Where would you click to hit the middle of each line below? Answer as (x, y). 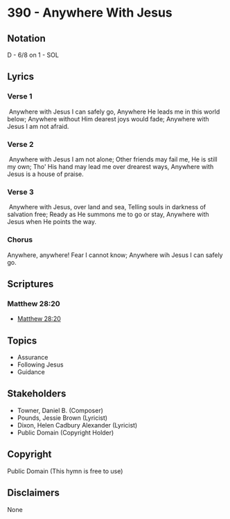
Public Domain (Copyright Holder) (65, 432)
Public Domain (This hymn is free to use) (65, 471)
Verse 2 (20, 144)
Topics (22, 341)
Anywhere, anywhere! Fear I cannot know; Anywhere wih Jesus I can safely (115, 255)
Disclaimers (34, 493)
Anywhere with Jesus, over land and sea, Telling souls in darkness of (107, 207)
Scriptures (30, 284)
